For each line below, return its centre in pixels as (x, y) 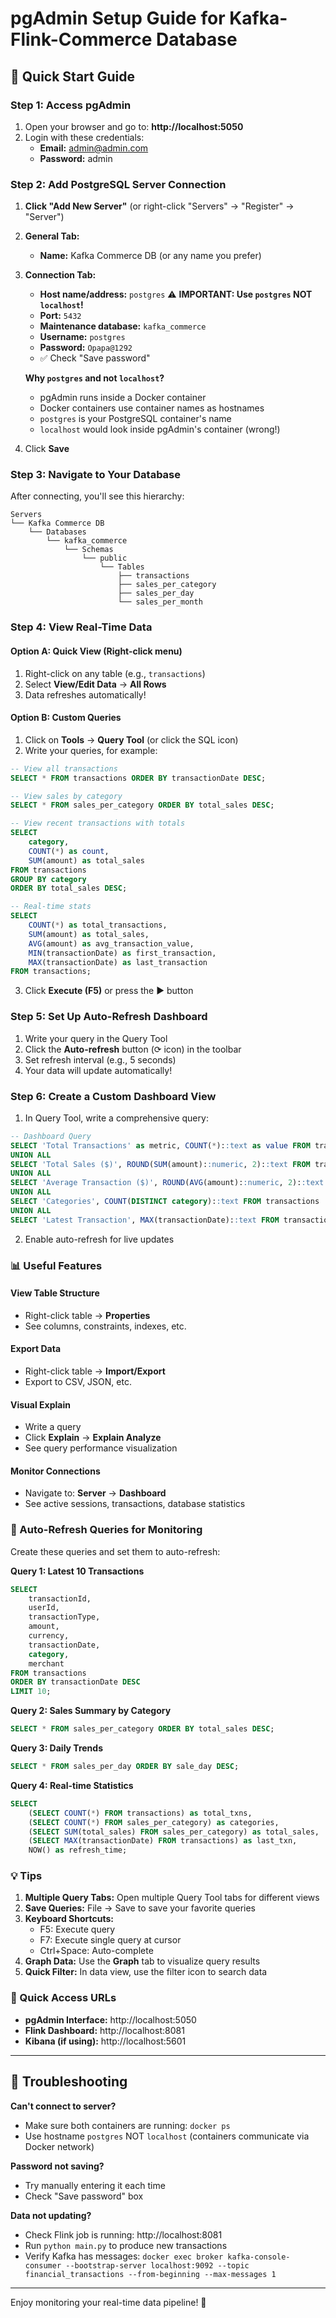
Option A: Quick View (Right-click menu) (96, 651)
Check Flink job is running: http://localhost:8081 (123, 2234)
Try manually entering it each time (95, 2185)
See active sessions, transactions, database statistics (135, 1504)
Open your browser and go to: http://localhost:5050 (134, 126)
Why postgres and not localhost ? (94, 378)
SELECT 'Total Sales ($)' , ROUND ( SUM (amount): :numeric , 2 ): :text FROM (160, 1164)
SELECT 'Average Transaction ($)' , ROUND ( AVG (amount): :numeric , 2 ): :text (167, 1183)
